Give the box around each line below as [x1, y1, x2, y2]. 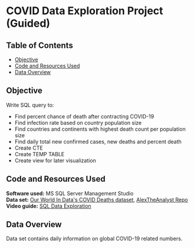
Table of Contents [6, 40, 74, 50]
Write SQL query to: [6, 101, 54, 108]
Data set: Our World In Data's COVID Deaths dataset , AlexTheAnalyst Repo [6, 196, 188, 203]
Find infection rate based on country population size [14, 119, 142, 126]
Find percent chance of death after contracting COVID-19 [14, 112, 154, 120]
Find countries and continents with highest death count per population [14, 125, 186, 133]
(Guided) [6, 17, 51, 30]
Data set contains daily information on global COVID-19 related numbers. [6, 235, 183, 242]
